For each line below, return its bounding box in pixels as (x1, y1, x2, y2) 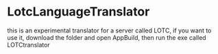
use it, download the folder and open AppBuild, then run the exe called (7, 33, 207, 41)
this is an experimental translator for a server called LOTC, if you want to (7, 26, 212, 34)
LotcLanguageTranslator (7, 4, 150, 20)
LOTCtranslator (7, 40, 50, 49)
